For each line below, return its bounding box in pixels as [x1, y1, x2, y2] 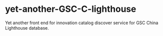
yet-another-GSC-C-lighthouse [5, 3, 136, 15]
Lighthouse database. [5, 25, 49, 31]
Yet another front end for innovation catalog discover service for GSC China [5, 20, 159, 26]
